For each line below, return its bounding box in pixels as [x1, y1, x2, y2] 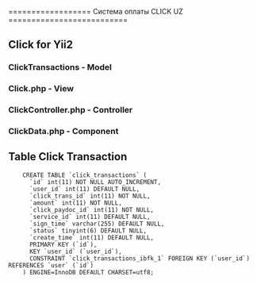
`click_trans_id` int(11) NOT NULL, [29, 192, 151, 200]
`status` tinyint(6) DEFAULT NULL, [29, 226, 148, 235]
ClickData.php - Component [8, 126, 119, 137]
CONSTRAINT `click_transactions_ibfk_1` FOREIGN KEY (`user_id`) [29, 254, 250, 263]
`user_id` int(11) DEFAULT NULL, [29, 185, 140, 193]
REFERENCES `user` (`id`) [8, 261, 94, 269]
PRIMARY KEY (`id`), [29, 240, 98, 248]
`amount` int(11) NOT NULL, [29, 198, 123, 207]
